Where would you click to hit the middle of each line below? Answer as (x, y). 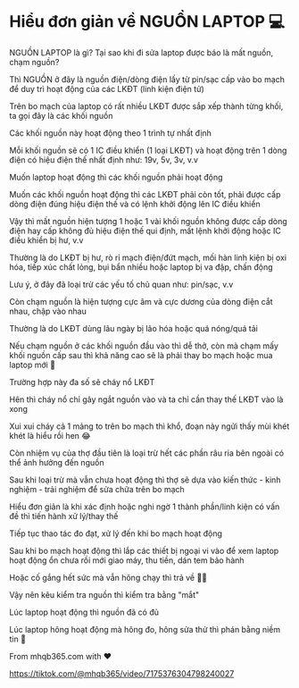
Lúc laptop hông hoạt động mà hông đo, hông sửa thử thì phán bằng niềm (145, 629)
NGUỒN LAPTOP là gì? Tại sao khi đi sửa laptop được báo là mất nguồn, (141, 52)
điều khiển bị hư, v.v (46, 240)
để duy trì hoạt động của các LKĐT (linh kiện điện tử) (107, 88)
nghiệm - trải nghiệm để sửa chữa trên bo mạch (97, 489)
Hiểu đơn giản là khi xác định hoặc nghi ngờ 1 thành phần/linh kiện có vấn (145, 507)
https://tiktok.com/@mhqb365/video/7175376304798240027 (122, 673)
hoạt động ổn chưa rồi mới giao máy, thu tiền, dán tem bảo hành (127, 560)
